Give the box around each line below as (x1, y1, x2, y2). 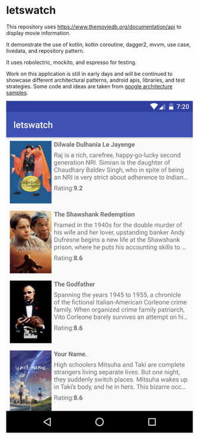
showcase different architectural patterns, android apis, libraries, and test (6, 76, 185, 84)
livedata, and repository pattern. (6, 47, 85, 54)
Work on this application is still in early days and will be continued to (6, 70, 173, 77)
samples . (6, 89, 28, 96)
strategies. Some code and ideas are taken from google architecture (6, 82, 173, 89)
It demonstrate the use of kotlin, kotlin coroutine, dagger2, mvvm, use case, (6, 41, 191, 48)
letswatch (6, 4, 56, 17)
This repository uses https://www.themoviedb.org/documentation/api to (6, 23, 182, 30)
